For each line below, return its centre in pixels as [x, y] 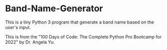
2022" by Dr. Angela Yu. [30, 42]
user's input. [18, 27]
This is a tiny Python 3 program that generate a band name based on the [80, 22]
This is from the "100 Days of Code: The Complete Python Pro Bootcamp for [83, 37]
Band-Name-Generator [54, 9]
